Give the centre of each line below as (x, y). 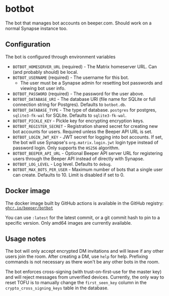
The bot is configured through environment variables (60, 57)
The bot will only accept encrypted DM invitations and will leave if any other (84, 251)
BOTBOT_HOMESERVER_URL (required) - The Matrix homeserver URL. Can (85, 66)
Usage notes (26, 239)
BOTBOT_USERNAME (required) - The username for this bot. (71, 77)
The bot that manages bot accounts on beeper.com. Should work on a (78, 23)
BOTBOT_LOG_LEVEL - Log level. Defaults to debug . (62, 164)
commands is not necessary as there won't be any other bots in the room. (82, 262)
